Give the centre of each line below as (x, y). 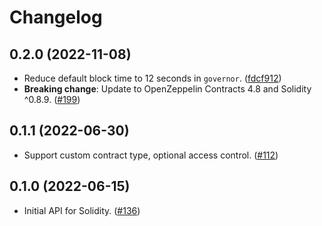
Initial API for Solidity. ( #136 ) (82, 210)
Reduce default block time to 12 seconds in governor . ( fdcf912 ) (152, 78)
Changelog (56, 17)
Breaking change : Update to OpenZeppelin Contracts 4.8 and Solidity (167, 89)
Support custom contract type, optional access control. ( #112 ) (151, 155)
